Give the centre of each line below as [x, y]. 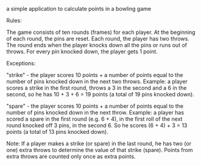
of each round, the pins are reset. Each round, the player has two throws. [98, 38]
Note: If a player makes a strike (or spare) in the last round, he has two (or [99, 144]
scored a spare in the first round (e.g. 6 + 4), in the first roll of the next [94, 119]
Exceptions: [21, 63]
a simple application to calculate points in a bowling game [79, 9]
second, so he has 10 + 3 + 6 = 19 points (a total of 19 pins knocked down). [100, 94]
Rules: [14, 20]
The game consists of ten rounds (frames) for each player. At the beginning [101, 32]
